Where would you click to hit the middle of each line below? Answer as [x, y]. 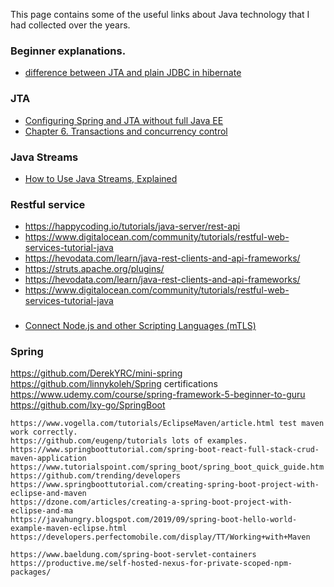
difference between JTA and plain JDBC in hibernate [133, 73]
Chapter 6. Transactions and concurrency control [126, 131]
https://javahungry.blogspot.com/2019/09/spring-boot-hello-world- [154, 520]
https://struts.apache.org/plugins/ [94, 269]
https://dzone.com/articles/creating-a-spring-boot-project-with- [151, 502]
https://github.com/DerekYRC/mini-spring [96, 373]
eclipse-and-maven [48, 494]
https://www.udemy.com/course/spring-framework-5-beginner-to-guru [158, 395]
